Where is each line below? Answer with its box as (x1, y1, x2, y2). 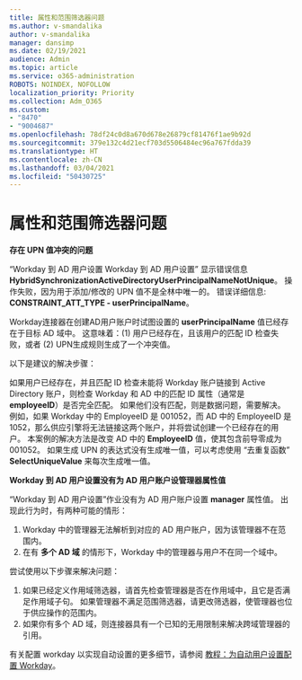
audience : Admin (9, 55, 70, 64)
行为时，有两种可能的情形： (24, 505, 128, 517)
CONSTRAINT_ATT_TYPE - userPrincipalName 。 (9, 297, 195, 308)
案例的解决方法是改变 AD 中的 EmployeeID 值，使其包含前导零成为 (34, 433, 282, 445)
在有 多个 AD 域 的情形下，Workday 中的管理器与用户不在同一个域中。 (22, 547, 283, 558)
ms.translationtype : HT (9, 146, 99, 155)
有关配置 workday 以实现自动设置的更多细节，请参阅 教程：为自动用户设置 (9, 649, 285, 660)
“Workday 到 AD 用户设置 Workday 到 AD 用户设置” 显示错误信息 (9, 264, 249, 275)
